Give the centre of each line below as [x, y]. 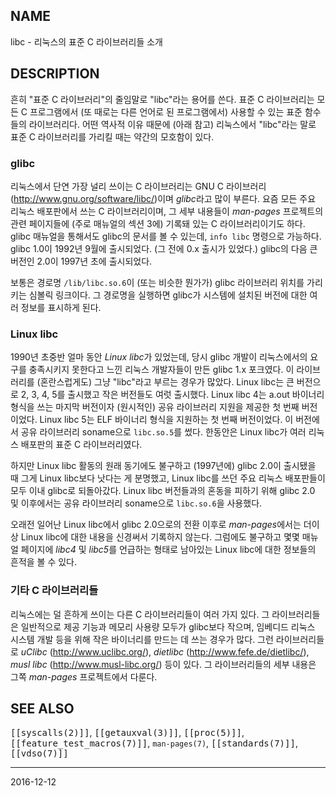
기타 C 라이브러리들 [54, 591]
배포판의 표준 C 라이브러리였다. [81, 445]
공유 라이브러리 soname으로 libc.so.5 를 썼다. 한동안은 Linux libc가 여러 [163, 432]
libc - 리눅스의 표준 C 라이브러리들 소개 [86, 41]
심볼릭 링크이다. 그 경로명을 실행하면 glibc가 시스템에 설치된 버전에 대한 [168, 295]
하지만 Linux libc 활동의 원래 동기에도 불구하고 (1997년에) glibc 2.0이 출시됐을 [163, 466]
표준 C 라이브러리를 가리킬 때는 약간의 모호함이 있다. [112, 136]
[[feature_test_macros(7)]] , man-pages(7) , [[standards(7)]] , [154, 743]
